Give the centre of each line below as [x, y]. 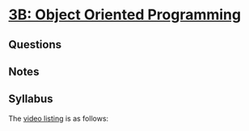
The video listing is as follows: [59, 118]
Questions [35, 45]
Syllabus [31, 99]
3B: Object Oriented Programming [124, 15]
